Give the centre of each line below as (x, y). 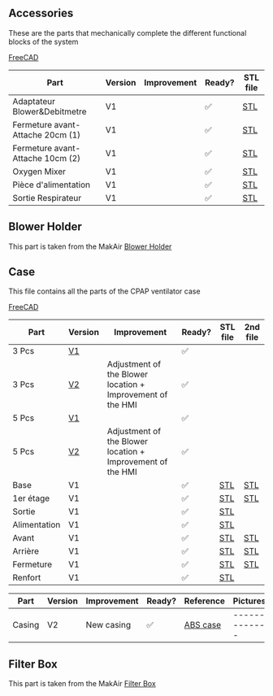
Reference (205, 601)
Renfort (27, 578)
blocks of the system (43, 41)
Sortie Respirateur (47, 198)
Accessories (41, 13)
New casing (108, 625)
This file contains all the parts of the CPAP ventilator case (104, 291)
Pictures (249, 601)
